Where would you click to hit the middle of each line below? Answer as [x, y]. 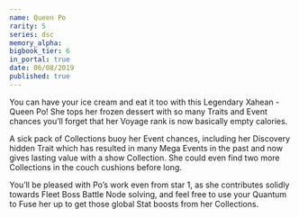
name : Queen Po [38, 18]
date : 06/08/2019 [42, 68]
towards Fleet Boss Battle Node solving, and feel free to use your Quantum [148, 194]
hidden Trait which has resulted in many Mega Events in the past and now [146, 148]
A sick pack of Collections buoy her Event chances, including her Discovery [150, 138]
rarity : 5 [28, 26]
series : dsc [32, 34]
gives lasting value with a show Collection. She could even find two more [145, 158]
